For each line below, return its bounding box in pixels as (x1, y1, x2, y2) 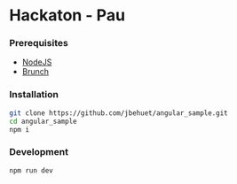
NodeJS (21, 57, 52, 67)
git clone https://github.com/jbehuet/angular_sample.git (9, 108, 228, 118)
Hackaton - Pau (9, 5, 126, 26)
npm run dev (9, 165, 53, 175)
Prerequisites (9, 37, 68, 50)
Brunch (21, 66, 50, 77)
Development (9, 146, 69, 158)
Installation (9, 88, 59, 101)
